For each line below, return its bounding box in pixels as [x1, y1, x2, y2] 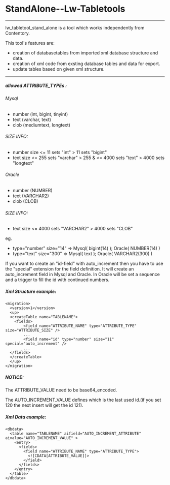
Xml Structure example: [5, 288, 57, 294]
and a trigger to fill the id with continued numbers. [5, 277, 110, 283]
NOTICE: [5, 374, 24, 380]
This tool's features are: [5, 40, 55, 46]
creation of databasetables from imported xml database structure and [12, 49, 158, 56]
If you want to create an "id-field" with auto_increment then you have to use [5, 260, 163, 267]
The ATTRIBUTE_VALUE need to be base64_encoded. [5, 387, 117, 393]
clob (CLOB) [12, 198, 38, 204]
